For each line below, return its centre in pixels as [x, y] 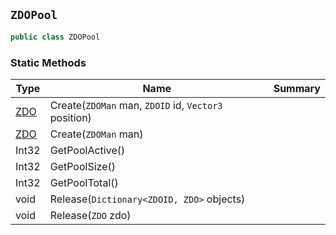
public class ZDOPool [55, 37]
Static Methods [48, 62]
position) [70, 117]
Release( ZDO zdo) [90, 215]
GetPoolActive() [87, 150]
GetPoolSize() [82, 166]
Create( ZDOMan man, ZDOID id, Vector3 [136, 105]
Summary [297, 88]
